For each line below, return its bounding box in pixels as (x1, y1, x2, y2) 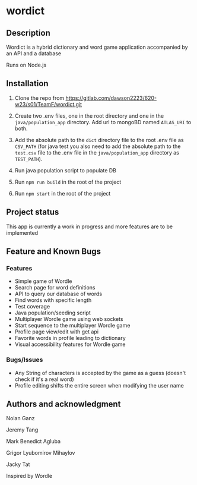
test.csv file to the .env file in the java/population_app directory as (14, 149, 180, 156)
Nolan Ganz (6, 415, 35, 422)
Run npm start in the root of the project (14, 190, 111, 197)
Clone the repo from (14, 94, 65, 102)
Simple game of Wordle (14, 278, 72, 285)
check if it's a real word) (14, 376, 74, 383)
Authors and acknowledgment (6, 399, 121, 409)
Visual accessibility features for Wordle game (14, 341, 126, 348)
